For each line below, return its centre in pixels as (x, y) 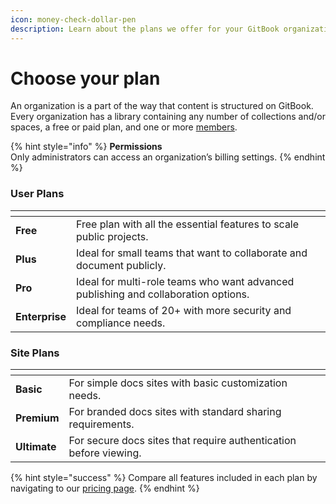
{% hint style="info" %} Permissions (86, 147)
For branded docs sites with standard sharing (175, 412)
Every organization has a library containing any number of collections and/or (168, 117)
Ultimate (36, 447)
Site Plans (35, 353)
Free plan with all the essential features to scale (188, 224)
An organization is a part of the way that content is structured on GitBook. (162, 106)
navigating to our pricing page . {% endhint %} (105, 488)
